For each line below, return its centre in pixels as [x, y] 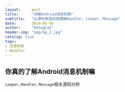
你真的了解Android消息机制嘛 [50, 71]
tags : [11, 42]
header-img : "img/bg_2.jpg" [34, 32]
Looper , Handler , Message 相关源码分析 [43, 84]
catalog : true [20, 37]
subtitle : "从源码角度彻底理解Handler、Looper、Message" [63, 19]
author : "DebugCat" [30, 28]
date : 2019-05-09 [30, 23]
